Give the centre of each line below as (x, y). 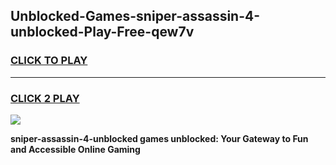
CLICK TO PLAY (49, 61)
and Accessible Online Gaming (75, 149)
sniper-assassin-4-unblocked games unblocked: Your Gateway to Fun (159, 138)
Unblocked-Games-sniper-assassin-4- (135, 16)
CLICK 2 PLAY (45, 98)
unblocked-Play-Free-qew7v (102, 32)
